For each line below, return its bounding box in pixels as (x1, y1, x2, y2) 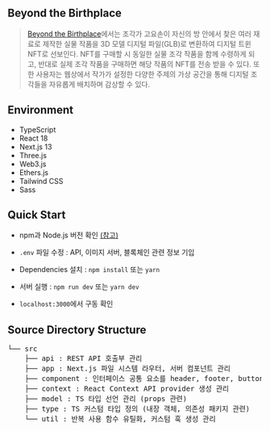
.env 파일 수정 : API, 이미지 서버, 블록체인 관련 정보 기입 (19, 248, 195, 257)
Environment (7, 103, 74, 117)
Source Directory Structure (7, 323, 147, 337)
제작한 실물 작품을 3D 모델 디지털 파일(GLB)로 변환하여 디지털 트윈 (42, 39, 251, 48)
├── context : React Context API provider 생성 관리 (24, 384, 230, 394)
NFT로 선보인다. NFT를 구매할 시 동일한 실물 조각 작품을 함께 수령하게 (27, 48, 247, 59)
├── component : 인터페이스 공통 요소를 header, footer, (24, 375, 235, 383)
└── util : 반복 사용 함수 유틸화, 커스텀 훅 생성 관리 (24, 415, 216, 424)
